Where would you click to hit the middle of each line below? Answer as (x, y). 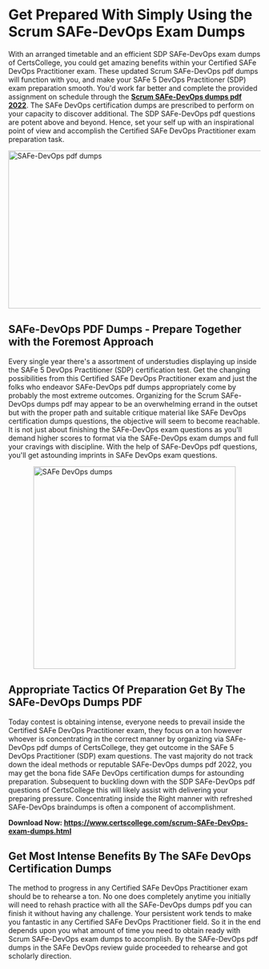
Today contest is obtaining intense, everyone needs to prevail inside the (127, 722)
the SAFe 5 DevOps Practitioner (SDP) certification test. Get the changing (129, 370)
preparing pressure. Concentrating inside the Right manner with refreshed (130, 798)
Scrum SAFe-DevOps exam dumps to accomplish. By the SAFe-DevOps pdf (133, 939)
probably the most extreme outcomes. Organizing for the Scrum (114, 395)
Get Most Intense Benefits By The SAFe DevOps (130, 856)
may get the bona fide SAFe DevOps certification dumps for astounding (126, 772)
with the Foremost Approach (81, 342)
